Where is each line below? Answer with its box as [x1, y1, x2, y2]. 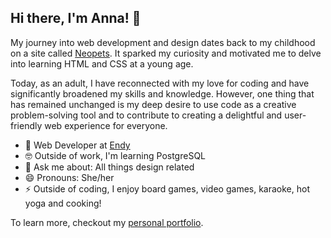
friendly [10, 119, 43, 131]
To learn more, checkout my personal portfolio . [10, 216, 204, 228]
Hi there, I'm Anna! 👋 [10, 10, 142, 27]
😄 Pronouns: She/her [24, 171, 115, 183]
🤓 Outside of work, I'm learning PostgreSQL [24, 149, 206, 161]
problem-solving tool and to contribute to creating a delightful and [10, 109, 283, 121]
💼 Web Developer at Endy [24, 139, 131, 151]
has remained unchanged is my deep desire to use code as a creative [10, 98, 297, 110]
